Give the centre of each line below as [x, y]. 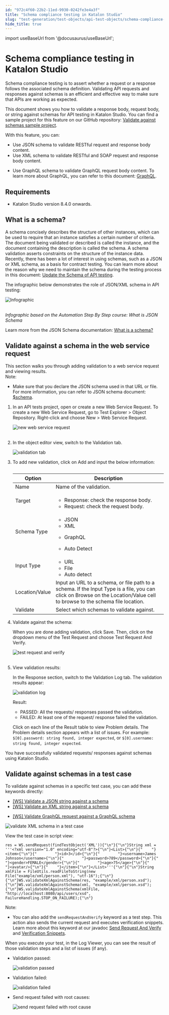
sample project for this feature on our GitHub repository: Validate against [80, 120]
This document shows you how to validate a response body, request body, [82, 109]
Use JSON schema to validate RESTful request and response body [81, 145]
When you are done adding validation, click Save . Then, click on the [83, 632]
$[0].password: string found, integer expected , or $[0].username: [83, 738]
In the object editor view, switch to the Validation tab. [67, 442]
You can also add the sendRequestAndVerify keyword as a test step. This [87, 917]
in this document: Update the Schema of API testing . [60, 275]
